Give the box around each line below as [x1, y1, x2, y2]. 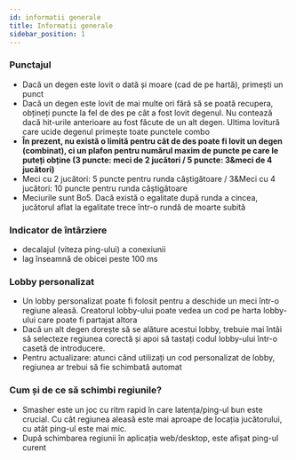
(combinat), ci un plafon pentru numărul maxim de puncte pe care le [21, 145, 279, 155]
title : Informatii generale [9, 21, 114, 30]
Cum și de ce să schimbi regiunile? [9, 384, 163, 396]
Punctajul [9, 59, 52, 71]
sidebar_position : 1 [9, 29, 86, 38]
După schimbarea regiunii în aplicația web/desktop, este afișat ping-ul [21, 432, 279, 443]
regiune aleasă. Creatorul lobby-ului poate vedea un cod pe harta [21, 305, 262, 316]
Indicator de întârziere [9, 224, 108, 236]
